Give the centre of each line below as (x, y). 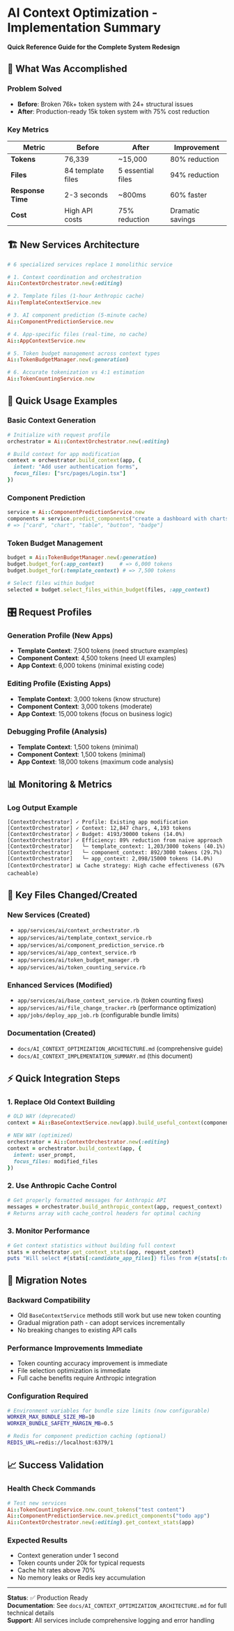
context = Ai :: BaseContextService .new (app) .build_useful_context (104, 1123)
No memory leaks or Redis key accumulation (81, 1578)
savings (183, 219)
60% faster (189, 195)
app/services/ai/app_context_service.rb (77, 953)
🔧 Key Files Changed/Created (72, 895)
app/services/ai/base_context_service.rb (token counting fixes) (110, 1000)
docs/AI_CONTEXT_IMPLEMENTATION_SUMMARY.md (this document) (105, 1056)
